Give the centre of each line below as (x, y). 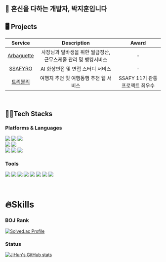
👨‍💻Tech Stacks (29, 113)
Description (76, 43)
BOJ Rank (17, 220)
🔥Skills (20, 205)
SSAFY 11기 (133, 78)
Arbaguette (21, 56)
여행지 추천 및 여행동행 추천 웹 (73, 78)
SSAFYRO (21, 69)
